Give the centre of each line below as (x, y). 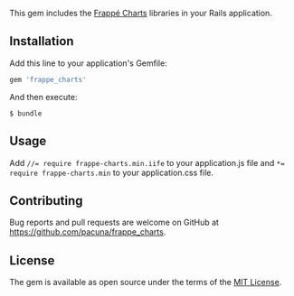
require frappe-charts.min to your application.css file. (112, 172)
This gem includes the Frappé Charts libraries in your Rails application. (141, 13)
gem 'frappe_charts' (48, 79)
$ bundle (26, 113)
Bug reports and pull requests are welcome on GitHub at (114, 222)
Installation (42, 41)
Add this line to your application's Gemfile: (88, 63)
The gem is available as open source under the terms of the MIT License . (146, 282)
